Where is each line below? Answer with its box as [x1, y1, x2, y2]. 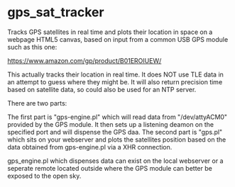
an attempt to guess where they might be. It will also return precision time [7, 77, 223, 86]
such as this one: [7, 42, 58, 51]
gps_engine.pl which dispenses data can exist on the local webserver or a [7, 157, 224, 165]
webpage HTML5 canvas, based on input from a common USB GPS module [7, 35, 229, 43]
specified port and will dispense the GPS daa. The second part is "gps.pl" [7, 127, 223, 136]
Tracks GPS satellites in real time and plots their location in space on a [7, 28, 213, 36]
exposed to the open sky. [7, 171, 82, 180]
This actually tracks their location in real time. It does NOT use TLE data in [7, 70, 224, 79]
